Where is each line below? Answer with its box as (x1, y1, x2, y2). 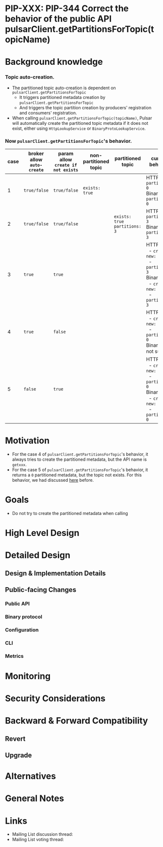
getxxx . (12, 461, 27, 467)
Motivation (5, 435, 50, 446)
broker (28, 150, 44, 157)
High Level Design (5, 528, 80, 539)
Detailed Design (5, 550, 70, 561)
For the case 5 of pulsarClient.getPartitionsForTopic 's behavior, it (12, 467, 148, 473)
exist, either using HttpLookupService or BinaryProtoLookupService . (12, 125, 146, 131)
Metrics (5, 652, 24, 659)
